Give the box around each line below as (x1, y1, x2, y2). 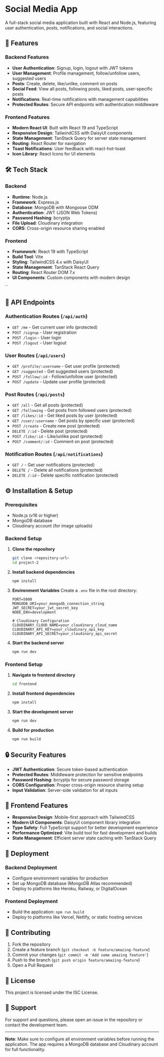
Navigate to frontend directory (12, 672, 76, 678)
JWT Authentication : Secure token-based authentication (12, 766, 128, 772)
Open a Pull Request (12, 962, 54, 968)
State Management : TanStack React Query (12, 264, 100, 270)
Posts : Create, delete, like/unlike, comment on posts (12, 80, 118, 86)
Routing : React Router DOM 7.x (12, 269, 75, 275)
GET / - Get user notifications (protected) (12, 462, 95, 468)
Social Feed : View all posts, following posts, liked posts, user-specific (12, 86, 153, 92)
